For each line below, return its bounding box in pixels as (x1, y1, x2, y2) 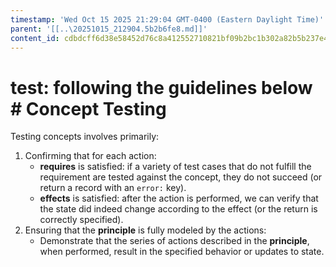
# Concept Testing (10, 97, 167, 120)
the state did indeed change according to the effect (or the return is (39, 203, 318, 215)
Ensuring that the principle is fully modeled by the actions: (24, 224, 267, 236)
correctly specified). (39, 214, 124, 226)
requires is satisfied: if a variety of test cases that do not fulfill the (39, 161, 312, 173)
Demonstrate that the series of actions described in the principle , (39, 235, 310, 247)
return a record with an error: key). (39, 182, 187, 194)
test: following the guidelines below (10, 76, 313, 99)
